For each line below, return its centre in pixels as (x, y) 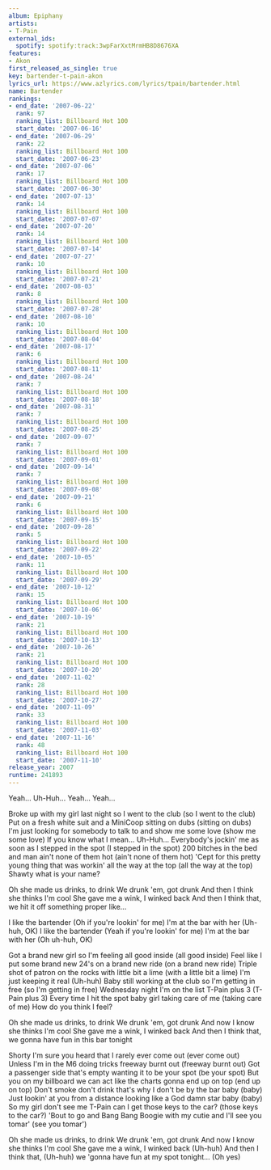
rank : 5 (29, 534)
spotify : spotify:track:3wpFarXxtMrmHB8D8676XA (97, 46)
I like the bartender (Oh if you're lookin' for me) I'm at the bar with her (124, 922)
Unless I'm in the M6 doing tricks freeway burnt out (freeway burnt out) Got (134, 1064)
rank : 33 (30, 715)
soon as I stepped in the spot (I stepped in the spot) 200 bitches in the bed (133, 848)
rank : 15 (30, 595)
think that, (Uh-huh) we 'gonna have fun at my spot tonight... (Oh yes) (125, 1157)
